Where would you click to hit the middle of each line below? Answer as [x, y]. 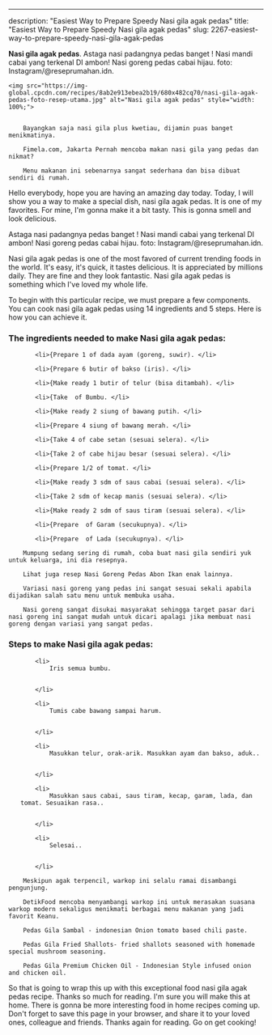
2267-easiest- [234, 30]
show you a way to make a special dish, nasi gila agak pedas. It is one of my [135, 201]
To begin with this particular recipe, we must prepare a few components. [130, 300]
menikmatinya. [32, 135]
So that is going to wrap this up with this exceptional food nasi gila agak [128, 987]
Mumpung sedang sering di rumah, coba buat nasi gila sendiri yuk [137, 554]
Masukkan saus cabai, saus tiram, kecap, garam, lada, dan [151, 795]
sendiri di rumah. [39, 178]
